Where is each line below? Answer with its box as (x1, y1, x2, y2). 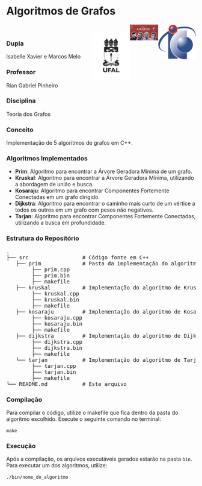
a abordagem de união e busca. (14, 181, 94, 188)
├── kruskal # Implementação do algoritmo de (16, 284, 181, 291)
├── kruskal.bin (31, 296, 79, 303)
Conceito (6, 125, 34, 134)
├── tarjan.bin (31, 368, 76, 375)
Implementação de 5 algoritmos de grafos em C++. (6, 139, 133, 147)
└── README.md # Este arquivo (6, 380, 127, 387)
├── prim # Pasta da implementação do (16, 260, 168, 267)
